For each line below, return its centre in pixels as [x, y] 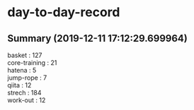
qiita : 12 [19, 85]
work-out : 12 [27, 100]
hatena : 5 [22, 70]
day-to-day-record [64, 12]
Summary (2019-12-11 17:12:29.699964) [97, 38]
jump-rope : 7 [27, 78]
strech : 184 [24, 93]
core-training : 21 [32, 63]
